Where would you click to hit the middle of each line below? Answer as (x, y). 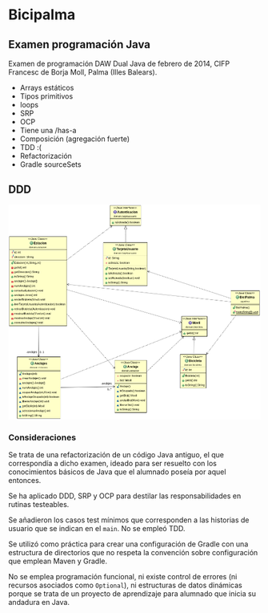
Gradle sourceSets (50, 164)
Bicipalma (42, 15)
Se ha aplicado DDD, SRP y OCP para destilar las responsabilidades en (125, 496)
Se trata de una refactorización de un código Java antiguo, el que (116, 454)
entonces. (25, 480)
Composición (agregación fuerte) (75, 139)
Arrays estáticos (47, 87)
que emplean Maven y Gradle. (58, 561)
